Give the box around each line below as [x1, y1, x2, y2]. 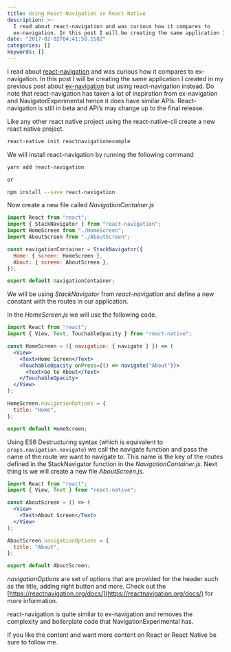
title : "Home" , [13, 406, 57, 413]
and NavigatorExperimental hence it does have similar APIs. [7, 96, 177, 105]
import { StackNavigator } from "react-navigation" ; [7, 221, 162, 228]
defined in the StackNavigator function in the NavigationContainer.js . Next [7, 459, 218, 468]
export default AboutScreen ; [7, 562, 91, 569]
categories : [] [7, 42, 51, 49]
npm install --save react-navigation [7, 189, 115, 196]
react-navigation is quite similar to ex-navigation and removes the [7, 610, 193, 618]
